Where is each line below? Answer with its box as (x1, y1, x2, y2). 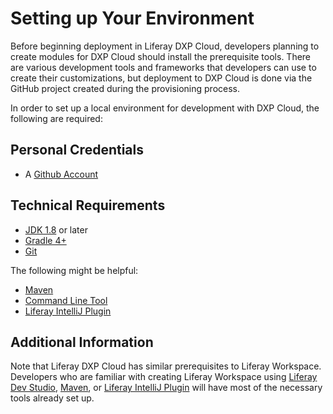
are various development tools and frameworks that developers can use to (10, 61, 317, 73)
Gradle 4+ (24, 234, 67, 246)
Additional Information (10, 333, 154, 351)
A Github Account (24, 168, 99, 180)
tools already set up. (10, 392, 95, 404)
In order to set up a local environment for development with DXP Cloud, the (10, 102, 320, 114)
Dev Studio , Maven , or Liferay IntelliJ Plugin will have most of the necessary (10, 382, 323, 394)
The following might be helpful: (10, 264, 139, 276)
